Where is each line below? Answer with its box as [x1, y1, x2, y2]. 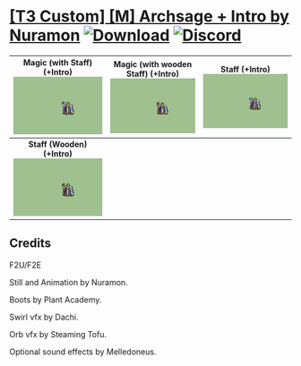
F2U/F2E [9, 260, 42, 270]
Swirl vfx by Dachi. [9, 311, 79, 322]
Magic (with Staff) [22, 57, 92, 68]
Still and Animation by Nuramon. [9, 277, 128, 287]
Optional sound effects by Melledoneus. [9, 346, 157, 357]
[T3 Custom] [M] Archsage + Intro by [9, 6, 289, 27]
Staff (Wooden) [28, 139, 88, 149]
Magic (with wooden [113, 58, 193, 69]
